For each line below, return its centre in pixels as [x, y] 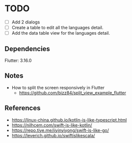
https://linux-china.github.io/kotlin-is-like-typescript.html [69, 120]
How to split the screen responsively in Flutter [58, 87]
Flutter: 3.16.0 [18, 60]
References [23, 108]
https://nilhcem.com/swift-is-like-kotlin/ [52, 125]
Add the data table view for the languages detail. [61, 33]
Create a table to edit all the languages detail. [57, 28]
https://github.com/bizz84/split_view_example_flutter [72, 93]
